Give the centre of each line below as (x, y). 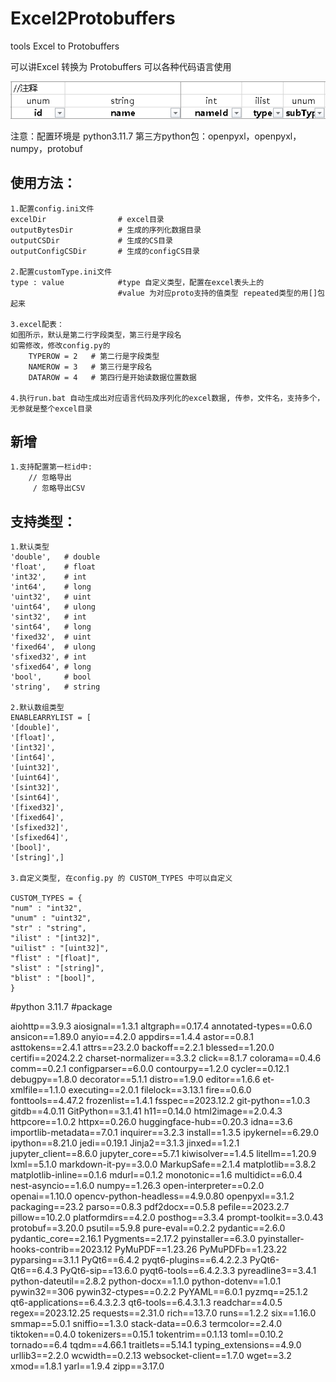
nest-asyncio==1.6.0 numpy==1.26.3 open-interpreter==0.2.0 (137, 1186)
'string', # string (55, 687)
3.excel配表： (37, 324)
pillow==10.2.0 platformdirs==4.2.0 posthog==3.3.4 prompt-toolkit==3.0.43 (167, 1218)
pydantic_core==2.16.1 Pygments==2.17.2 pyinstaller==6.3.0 (133, 1239)
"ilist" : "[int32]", (55, 938)
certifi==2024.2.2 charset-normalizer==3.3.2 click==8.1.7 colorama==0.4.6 (166, 1058)
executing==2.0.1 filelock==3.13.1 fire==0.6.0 (160, 1090)
